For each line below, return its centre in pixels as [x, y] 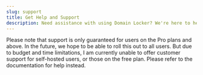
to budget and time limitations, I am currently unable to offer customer [93, 53]
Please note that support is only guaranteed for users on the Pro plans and [99, 40]
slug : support [24, 12]
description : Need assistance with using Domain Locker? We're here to [98, 23]
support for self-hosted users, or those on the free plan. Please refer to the [99, 59]
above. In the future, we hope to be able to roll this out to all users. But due [99, 46]
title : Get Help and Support [43, 17]
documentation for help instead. [46, 65]
